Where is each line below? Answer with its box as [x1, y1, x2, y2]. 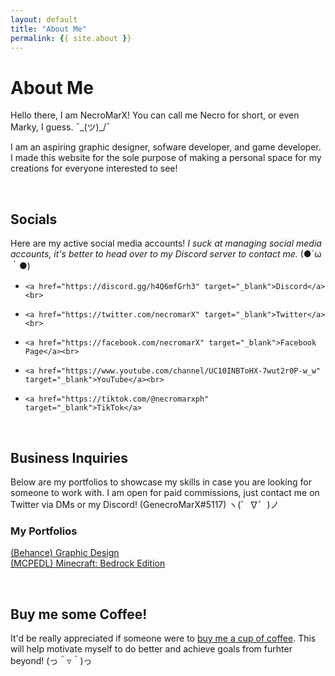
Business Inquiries [10, 449, 129, 466]
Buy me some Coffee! [10, 606, 148, 623]
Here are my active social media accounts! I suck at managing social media [10, 237, 322, 250]
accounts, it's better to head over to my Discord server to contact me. [10, 248, 298, 260]
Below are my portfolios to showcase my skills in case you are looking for [10, 476, 312, 488]
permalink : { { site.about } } [10, 33, 132, 43]
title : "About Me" [10, 24, 87, 34]
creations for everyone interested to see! [10, 162, 178, 175]
